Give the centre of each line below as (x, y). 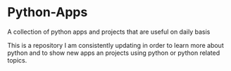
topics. (17, 60)
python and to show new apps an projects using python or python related (114, 53)
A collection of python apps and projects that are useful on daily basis (109, 32)
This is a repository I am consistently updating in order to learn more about (115, 45)
